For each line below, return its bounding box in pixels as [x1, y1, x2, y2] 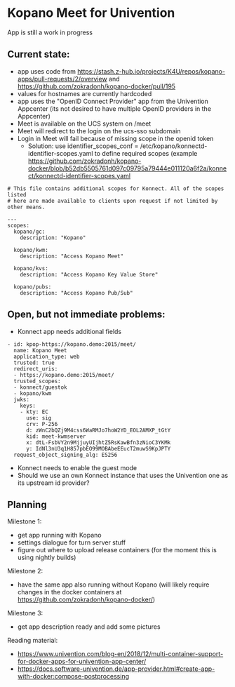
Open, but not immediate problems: [7, 309, 166, 321]
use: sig [25, 414, 52, 422]
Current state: [7, 48, 70, 60]
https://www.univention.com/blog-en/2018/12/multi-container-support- [17, 650, 224, 658]
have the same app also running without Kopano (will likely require [17, 580, 210, 589]
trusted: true [13, 359, 55, 366]
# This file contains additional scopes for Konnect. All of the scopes [7, 185, 224, 192]
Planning [7, 498, 47, 510]
